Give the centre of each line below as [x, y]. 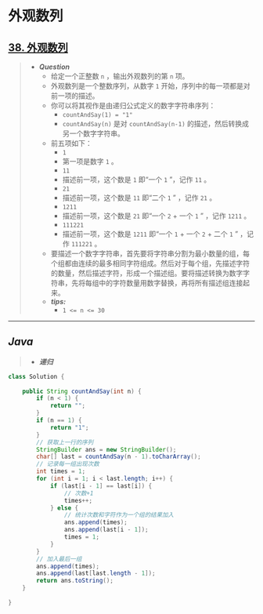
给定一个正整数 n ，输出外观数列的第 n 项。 [120, 76]
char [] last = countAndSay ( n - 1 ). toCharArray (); [119, 457]
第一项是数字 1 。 [90, 161]
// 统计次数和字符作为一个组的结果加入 [119, 515]
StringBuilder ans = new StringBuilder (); [106, 449]
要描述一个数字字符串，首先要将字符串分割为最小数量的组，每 [150, 253]
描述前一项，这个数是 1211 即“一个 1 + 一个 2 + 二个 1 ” [150, 234]
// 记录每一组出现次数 [68, 464]
